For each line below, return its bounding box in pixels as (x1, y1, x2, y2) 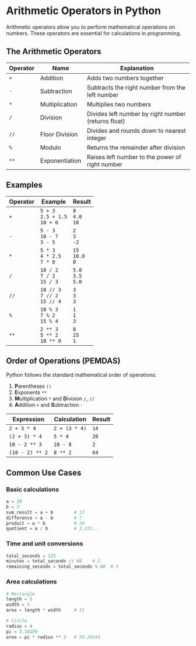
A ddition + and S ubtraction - (14, 401, 83, 408)
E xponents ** (14, 389, 47, 396)
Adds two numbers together (86, 74, 164, 82)
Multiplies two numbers (86, 100, 152, 108)
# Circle (6, 618, 27, 624)
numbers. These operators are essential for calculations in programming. (6, 29, 181, 36)
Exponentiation (40, 156, 82, 164)
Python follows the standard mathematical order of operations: (6, 372, 157, 379)
